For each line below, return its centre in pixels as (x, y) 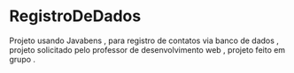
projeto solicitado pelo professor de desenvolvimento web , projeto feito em (147, 49)
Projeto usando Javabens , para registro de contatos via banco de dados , (144, 40)
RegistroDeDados (75, 16)
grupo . (23, 59)
